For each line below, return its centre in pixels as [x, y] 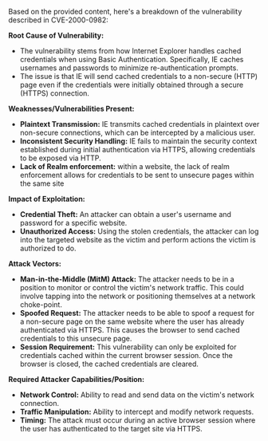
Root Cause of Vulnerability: [56, 35]
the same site [42, 183]
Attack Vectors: [35, 264]
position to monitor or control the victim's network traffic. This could [132, 287]
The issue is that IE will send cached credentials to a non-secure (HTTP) [138, 76]
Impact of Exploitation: [47, 199]
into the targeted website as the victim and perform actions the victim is [138, 240]
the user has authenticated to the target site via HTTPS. [111, 429]
